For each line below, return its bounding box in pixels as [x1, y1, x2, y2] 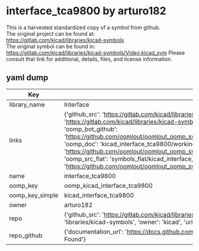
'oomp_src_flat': [64, 155, 108, 163]
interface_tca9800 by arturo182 [6, 4, 167, 18]
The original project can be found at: [6, 30, 95, 37]
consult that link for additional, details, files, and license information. [6, 55, 173, 62]
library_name [9, 100, 46, 108]
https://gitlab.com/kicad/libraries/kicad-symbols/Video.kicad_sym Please [6, 49, 185, 56]
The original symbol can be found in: [6, 43, 96, 50]
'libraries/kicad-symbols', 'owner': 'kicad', [64, 218, 182, 226]
